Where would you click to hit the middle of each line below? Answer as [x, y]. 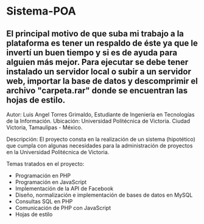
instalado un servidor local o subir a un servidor [99, 71]
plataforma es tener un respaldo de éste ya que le [102, 43]
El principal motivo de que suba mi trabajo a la [95, 34]
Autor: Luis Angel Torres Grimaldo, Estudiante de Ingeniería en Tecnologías [100, 114]
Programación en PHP [43, 175]
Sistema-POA [41, 11]
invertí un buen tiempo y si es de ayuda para [92, 53]
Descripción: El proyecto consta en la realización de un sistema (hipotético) [101, 139]
